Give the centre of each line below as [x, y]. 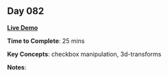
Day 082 [26, 11]
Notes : [17, 67]
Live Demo [23, 27]
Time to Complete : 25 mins [46, 41]
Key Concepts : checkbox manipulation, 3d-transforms [84, 54]
